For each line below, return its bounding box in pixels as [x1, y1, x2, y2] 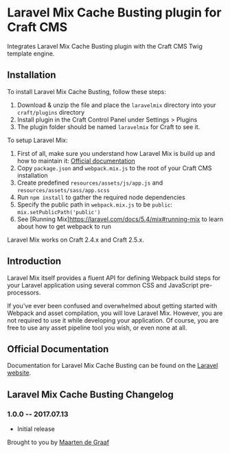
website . [7, 369, 32, 377]
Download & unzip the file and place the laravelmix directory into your [16, 101, 216, 109]
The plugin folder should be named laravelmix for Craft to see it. [16, 122, 200, 131]
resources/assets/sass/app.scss [16, 187, 110, 194]
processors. [7, 288, 41, 297]
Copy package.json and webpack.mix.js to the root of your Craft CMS [16, 163, 212, 172]
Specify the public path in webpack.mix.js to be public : [16, 200, 173, 209]
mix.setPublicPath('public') [16, 209, 101, 216]
